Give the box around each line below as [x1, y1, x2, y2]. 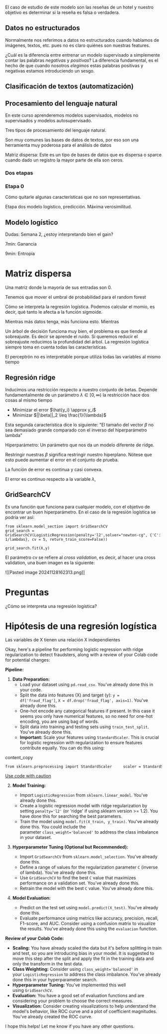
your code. [19, 687, 42, 693]
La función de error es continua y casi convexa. [5, 466, 103, 472]
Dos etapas [5, 169, 33, 176]
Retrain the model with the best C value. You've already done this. [19, 885, 154, 891]
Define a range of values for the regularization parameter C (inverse [19, 864, 158, 870]
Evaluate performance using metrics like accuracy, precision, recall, [19, 915, 159, 921]
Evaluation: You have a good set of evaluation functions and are [12, 993, 145, 999]
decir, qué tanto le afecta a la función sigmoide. [5, 309, 103, 315]
